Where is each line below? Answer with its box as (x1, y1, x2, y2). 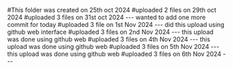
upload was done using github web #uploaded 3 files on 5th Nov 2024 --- (7, 43, 220, 50)
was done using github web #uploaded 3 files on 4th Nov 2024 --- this (7, 35, 211, 43)
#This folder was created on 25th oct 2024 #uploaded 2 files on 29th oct (7, 6, 217, 14)
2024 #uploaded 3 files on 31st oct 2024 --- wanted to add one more (7, 13, 207, 21)
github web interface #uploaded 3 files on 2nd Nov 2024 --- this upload (7, 28, 214, 36)
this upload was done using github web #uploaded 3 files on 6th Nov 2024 (7, 50, 222, 58)
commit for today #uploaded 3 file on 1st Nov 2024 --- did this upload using (7, 21, 225, 28)
